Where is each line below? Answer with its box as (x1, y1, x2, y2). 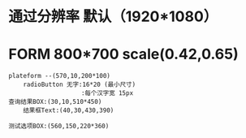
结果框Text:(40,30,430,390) (23, 106, 114, 114)
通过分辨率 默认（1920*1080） (8, 7, 218, 26)
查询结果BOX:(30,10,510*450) (8, 98, 102, 106)
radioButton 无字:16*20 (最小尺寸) (23, 80, 136, 89)
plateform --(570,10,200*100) (8, 72, 111, 80)
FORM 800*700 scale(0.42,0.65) (8, 45, 239, 63)
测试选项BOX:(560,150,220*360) (8, 123, 110, 131)
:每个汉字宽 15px (80, 89, 134, 97)
